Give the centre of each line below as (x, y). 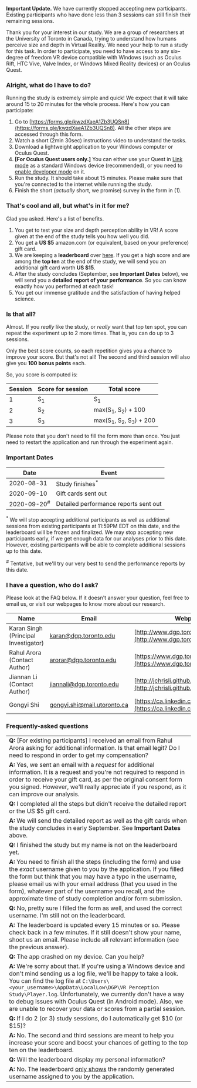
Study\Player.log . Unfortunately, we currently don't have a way (97, 994)
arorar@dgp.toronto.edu (83, 660)
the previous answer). (39, 947)
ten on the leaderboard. (41, 1050)
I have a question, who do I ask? (52, 585)
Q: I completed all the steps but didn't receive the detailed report (98, 804)
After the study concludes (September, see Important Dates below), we (101, 273)
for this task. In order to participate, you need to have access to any (88, 51)
